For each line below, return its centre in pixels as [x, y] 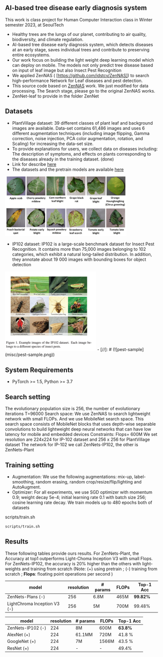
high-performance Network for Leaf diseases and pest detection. [77, 80]
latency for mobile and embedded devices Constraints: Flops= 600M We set [81, 434]
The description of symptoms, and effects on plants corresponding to [81, 154]
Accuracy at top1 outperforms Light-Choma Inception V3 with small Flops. [79, 558]
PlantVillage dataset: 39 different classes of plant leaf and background [82, 123]
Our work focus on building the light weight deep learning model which [83, 60]
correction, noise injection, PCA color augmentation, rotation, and [77, 138]
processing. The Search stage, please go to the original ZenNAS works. [83, 91]
